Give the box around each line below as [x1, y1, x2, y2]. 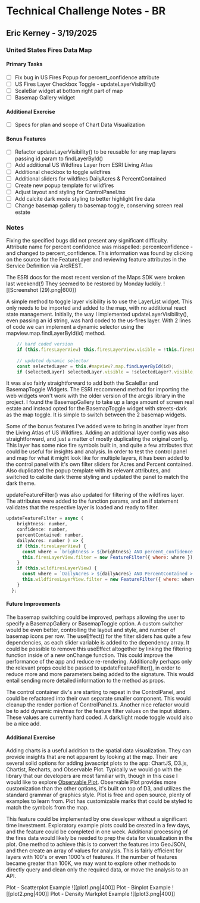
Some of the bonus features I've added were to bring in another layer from [6, 423, 189, 430]
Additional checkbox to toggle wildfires [14, 168, 111, 175]
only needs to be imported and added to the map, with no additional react [6, 304, 187, 312]
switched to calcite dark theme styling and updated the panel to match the [6, 474, 189, 481]
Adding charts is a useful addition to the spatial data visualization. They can [6, 747, 192, 754]
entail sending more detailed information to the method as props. [6, 677, 165, 684]
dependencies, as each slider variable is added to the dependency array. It [6, 639, 190, 646]
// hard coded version [17, 341, 73, 347]
